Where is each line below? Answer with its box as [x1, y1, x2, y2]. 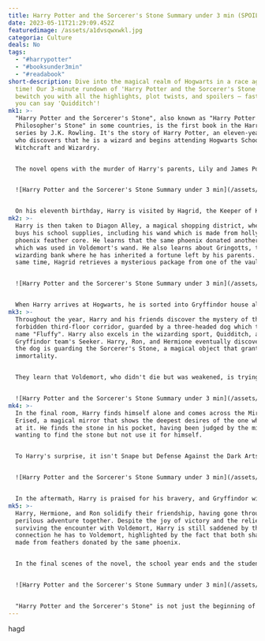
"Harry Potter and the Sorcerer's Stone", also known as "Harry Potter [15, 114, 256, 122]
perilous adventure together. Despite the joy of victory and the [15, 516, 238, 525]
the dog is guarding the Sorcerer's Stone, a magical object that [15, 345, 238, 353]
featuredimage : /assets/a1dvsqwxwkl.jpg [8, 26, 144, 34]
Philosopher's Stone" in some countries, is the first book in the [15, 122, 242, 129]
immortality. [15, 352, 58, 360]
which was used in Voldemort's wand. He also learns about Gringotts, [15, 244, 252, 252]
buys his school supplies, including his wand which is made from [15, 229, 238, 237]
